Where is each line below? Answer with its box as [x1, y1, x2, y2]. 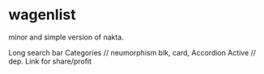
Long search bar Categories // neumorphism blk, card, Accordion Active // [8, 47, 257, 57]
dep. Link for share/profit [8, 56, 92, 66]
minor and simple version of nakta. [8, 32, 124, 42]
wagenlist [8, 6, 76, 24]
